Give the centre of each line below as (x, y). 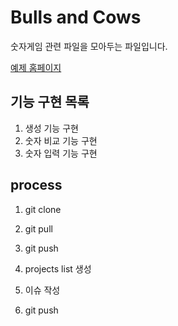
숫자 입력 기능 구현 (61, 153)
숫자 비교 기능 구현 (61, 140)
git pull (38, 228)
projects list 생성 (58, 268)
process (36, 185)
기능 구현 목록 (50, 102)
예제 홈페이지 (36, 67)
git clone (43, 209)
